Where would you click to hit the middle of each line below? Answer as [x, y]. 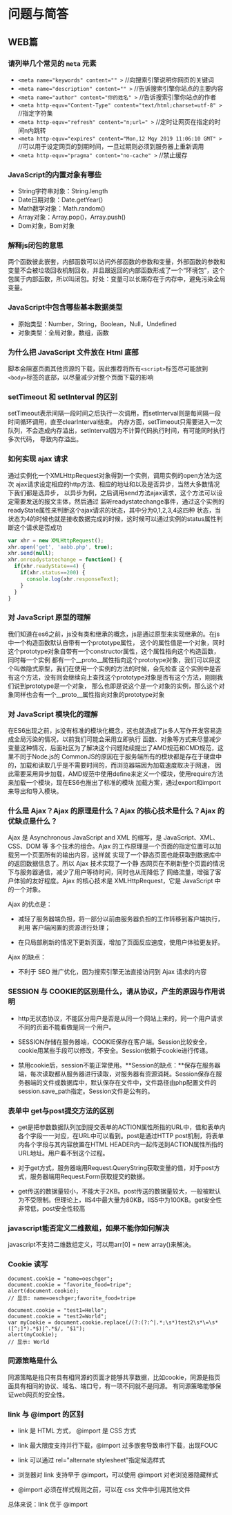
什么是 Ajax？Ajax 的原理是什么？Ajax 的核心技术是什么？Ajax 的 [116, 810]
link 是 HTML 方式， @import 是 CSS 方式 [77, 1430]
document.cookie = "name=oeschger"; [60, 1279]
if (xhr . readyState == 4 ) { [50, 566]
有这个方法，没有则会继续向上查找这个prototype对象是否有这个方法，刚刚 [113, 677]
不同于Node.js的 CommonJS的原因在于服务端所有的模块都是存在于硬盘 [115, 756]
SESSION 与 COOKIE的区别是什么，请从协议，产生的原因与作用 [113, 991]
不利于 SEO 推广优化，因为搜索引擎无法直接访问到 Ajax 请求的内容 [112, 972]
